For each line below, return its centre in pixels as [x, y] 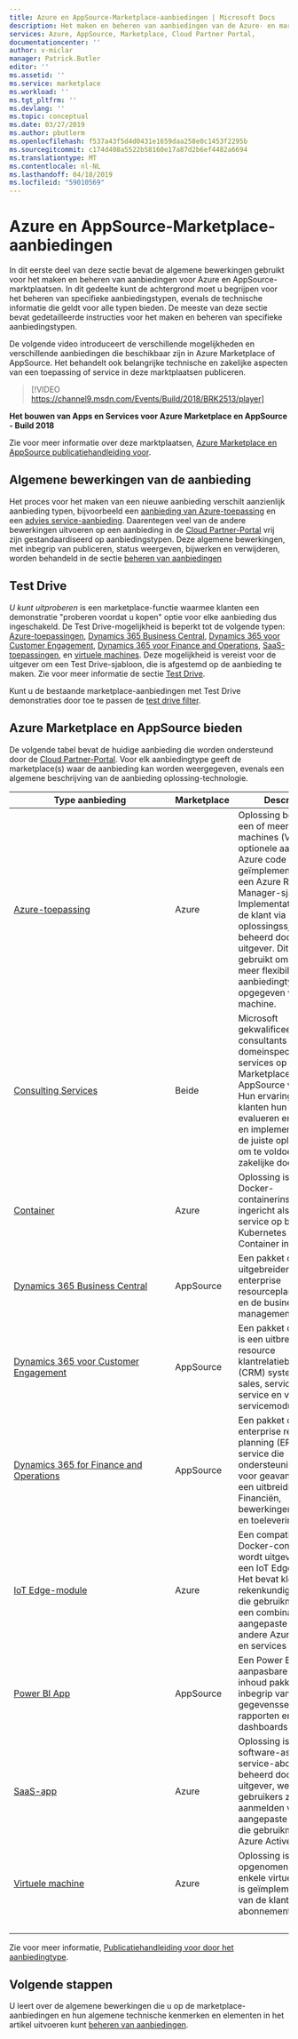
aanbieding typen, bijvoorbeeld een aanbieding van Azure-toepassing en [143, 511]
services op [263, 1063]
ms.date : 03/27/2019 [47, 125]
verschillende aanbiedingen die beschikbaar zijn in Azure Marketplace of [142, 354]
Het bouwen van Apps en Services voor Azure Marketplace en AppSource [149, 416]
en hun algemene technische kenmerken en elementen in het [173, 2015]
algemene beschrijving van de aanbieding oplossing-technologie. [129, 777]
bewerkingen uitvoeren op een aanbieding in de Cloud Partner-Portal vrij [142, 530]
